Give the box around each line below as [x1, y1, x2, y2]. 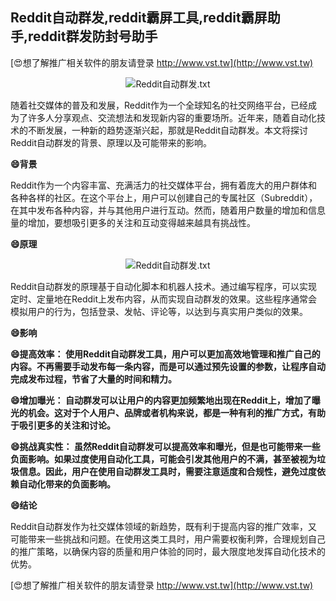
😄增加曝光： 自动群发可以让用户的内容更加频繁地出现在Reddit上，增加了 [10, 394, 312, 406]
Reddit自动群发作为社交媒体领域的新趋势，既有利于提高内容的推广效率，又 [10, 520, 318, 532]
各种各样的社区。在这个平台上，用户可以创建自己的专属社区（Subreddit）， [10, 191, 318, 203]
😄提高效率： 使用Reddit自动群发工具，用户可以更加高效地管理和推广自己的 [10, 348, 321, 360]
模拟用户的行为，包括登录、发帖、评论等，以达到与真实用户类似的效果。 [10, 305, 308, 317]
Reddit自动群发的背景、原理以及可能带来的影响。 [10, 136, 213, 148]
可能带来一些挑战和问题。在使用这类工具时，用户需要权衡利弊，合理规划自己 [10, 533, 326, 545]
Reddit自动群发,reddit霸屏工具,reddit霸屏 [10, 9, 268, 27]
